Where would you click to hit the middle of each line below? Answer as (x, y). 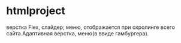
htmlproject (36, 11)
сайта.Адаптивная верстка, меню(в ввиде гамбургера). (78, 33)
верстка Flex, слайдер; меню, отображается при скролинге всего (91, 27)
